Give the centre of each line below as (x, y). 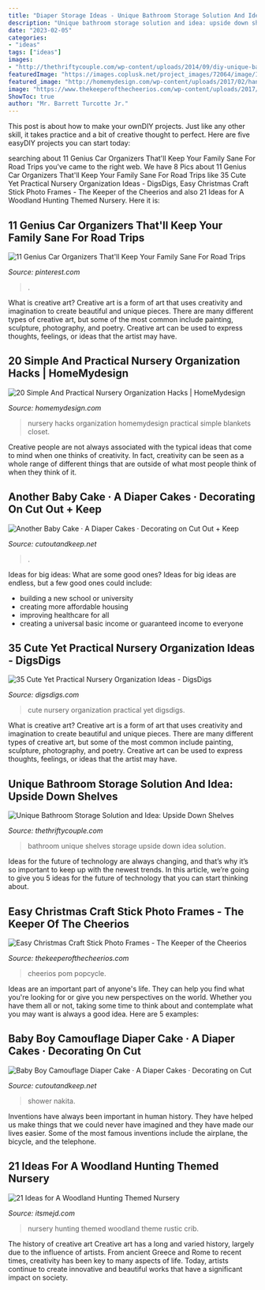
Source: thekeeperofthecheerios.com (69, 958)
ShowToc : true (32, 96)
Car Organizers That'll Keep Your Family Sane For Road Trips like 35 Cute (127, 176)
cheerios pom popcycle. (67, 973)
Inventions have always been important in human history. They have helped (131, 1116)
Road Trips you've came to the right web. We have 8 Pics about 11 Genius (127, 167)
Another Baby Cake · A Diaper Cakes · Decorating (132, 497)
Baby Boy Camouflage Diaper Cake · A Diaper (121, 1039)
